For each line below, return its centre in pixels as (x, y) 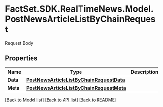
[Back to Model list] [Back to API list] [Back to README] (61, 100)
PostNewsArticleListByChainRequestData (75, 80)
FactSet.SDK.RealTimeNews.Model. (79, 9)
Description (145, 72)
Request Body (19, 43)
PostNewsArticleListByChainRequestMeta (76, 88)
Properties (21, 58)
